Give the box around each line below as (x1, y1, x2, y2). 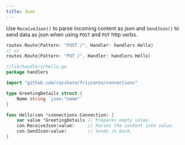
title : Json (6, 8, 35, 15)
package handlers (6, 69, 49, 75)
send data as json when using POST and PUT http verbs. (6, 31, 138, 38)
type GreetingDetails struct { (6, 90, 83, 96)
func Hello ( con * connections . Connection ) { (6, 112, 115, 118)
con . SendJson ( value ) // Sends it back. (16, 129, 133, 134)
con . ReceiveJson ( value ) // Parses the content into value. (16, 123, 175, 129)
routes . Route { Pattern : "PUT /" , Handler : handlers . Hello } (6, 53, 151, 59)
